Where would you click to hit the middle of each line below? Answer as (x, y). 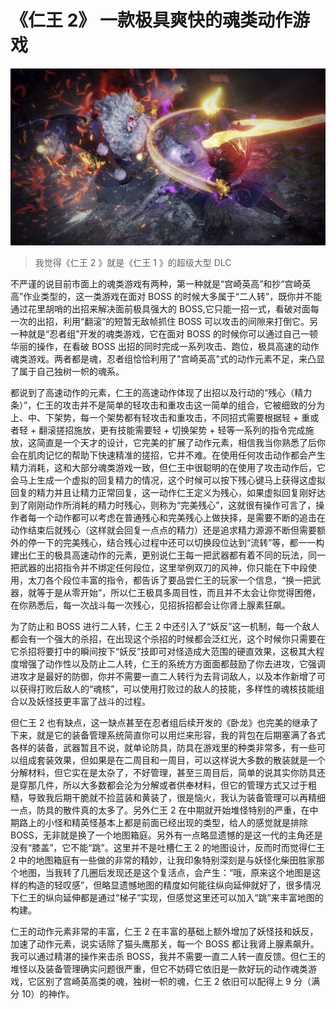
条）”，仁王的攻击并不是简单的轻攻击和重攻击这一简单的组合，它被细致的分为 (168, 405)
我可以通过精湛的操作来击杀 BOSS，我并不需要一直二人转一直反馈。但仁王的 (168, 957)
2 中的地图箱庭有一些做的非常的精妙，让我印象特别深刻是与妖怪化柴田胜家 (163, 860)
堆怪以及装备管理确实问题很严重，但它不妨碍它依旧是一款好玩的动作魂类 (159, 969)
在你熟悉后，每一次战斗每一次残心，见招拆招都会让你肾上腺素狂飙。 (150, 605)
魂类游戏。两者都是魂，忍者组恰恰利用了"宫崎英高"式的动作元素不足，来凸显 (168, 359)
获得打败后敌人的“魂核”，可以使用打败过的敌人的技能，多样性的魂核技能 (167, 689)
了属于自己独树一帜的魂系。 (67, 372)
